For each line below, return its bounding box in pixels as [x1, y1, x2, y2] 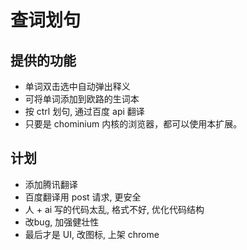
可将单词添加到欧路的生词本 [24, 93, 140, 105]
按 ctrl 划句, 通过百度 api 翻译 [24, 106, 145, 117]
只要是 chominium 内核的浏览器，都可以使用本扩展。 [24, 118, 243, 130]
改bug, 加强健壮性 [24, 216, 100, 228]
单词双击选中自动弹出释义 [24, 81, 131, 92]
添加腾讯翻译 [24, 178, 78, 190]
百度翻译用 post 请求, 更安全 [24, 191, 142, 203]
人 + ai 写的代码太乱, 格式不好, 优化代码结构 [24, 203, 205, 215]
